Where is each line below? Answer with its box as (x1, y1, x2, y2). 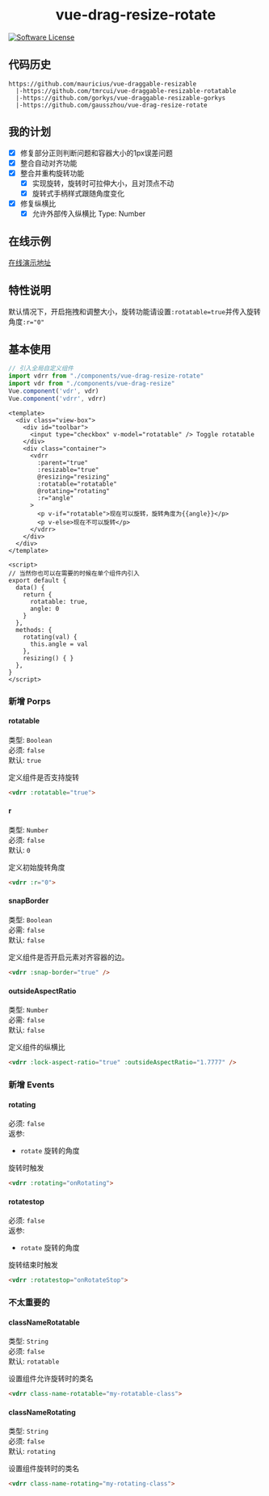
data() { (15, 584, 45, 592)
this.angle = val (29, 640, 89, 648)
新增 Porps (8, 695, 51, 706)
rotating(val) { (23, 633, 78, 641)
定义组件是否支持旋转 (8, 772, 79, 782)
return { (23, 590, 53, 599)
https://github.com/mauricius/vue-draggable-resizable (8, 79, 197, 88)
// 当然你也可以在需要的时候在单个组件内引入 (8, 569, 140, 577)
